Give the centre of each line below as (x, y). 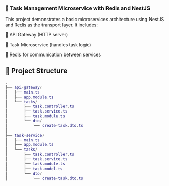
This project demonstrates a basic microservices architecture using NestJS (85, 20)
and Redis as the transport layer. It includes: (52, 25)
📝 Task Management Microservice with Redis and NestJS (78, 8)
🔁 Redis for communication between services (53, 55)
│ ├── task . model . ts (34, 169)
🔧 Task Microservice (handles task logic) (48, 45)
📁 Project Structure (36, 71)
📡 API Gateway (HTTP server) (37, 35)
